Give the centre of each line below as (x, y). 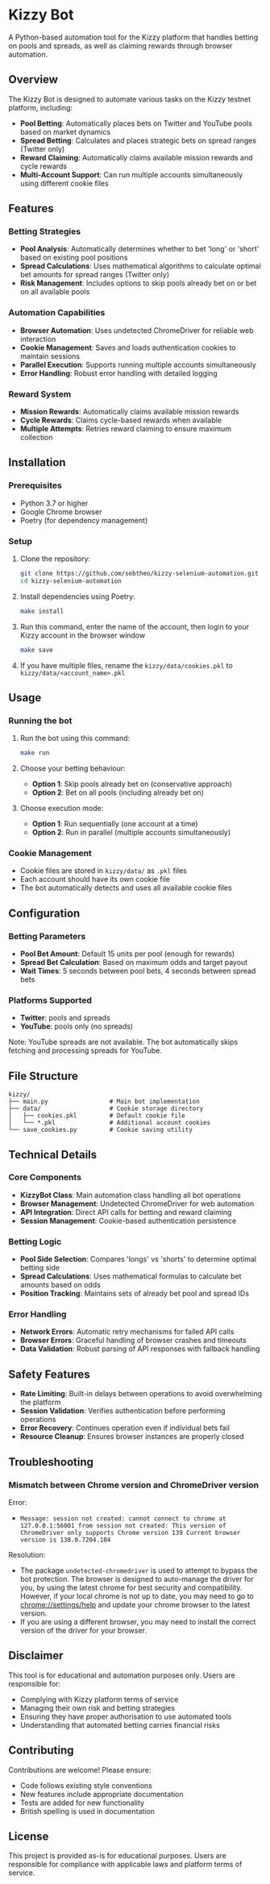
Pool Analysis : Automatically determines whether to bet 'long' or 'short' (139, 249)
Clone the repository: (55, 559)
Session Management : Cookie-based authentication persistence (128, 1221)
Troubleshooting (51, 1462)
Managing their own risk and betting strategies (98, 1707)
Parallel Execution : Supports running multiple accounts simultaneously (138, 364)
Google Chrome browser (61, 512)
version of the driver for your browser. (83, 1630)
